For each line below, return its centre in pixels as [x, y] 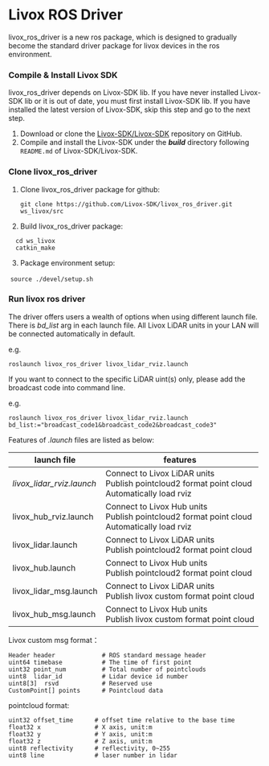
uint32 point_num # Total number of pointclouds [107, 669]
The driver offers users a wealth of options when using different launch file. [133, 316]
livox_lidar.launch [45, 545]
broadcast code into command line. [67, 387]
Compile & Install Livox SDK [63, 75]
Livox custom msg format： [54, 640]
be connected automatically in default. [72, 334]
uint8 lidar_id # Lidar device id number [98, 676]
